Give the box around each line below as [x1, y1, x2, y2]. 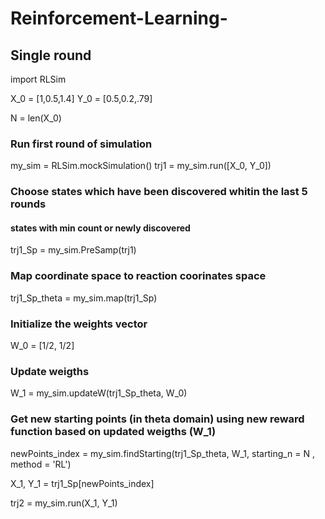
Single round [10, 47, 92, 64]
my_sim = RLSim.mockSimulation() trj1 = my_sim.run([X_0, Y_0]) [10, 160, 272, 172]
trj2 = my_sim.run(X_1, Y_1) [10, 497, 118, 509]
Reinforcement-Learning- [10, 7, 228, 30]
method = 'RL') [10, 458, 72, 470]
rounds [10, 197, 47, 211]
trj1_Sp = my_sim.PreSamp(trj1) [10, 244, 137, 256]
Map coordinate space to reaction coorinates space [10, 269, 267, 283]
